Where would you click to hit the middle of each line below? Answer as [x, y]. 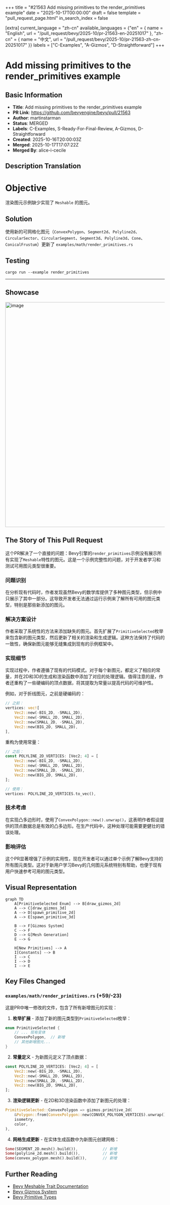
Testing [17, 261]
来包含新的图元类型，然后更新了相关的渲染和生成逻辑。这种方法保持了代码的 [85, 638]
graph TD [14, 899]
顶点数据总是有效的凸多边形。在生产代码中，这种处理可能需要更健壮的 [87, 826]
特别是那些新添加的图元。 [40, 605]
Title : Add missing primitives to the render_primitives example [77, 107]
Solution [19, 219]
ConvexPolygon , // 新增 [40, 1037]
